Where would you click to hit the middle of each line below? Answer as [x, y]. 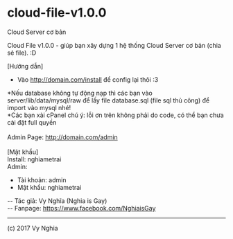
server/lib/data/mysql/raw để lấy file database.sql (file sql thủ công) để [109, 100]
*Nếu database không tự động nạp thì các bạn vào [80, 93]
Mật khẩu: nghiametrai [49, 187]
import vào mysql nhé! [39, 107]
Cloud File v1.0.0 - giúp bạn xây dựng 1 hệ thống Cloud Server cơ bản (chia [114, 45]
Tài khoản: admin [42, 180]
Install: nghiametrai [34, 159]
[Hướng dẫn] [25, 66]
